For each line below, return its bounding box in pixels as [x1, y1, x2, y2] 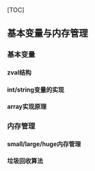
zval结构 [7, 68, 32, 77]
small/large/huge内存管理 [7, 139, 81, 148]
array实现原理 [7, 103, 46, 111]
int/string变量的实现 [7, 85, 65, 94]
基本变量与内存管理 [7, 28, 88, 39]
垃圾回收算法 [7, 157, 43, 165]
